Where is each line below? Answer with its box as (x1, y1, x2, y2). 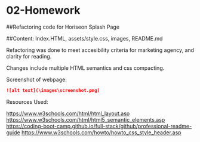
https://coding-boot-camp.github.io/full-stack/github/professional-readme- (6, 122, 192, 129)
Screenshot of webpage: (6, 76, 67, 83)
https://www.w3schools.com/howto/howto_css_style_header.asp (21, 129, 181, 136)
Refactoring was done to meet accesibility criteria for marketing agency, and (6, 46, 195, 54)
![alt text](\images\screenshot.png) (6, 87, 100, 93)
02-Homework (6, 4, 81, 17)
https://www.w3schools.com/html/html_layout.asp (6, 110, 130, 117)
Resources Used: (6, 98, 49, 105)
